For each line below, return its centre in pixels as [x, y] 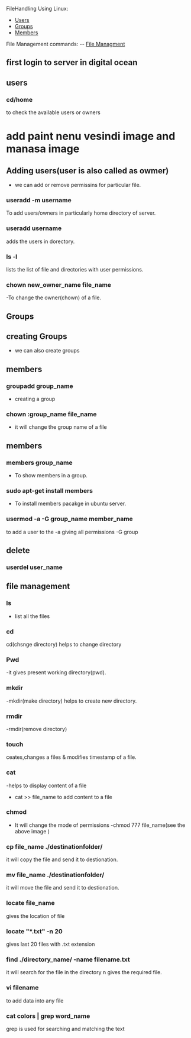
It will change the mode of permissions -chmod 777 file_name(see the [100, 825]
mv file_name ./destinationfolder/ [55, 875]
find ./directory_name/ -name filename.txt [68, 959]
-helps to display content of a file [46, 785]
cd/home [20, 99]
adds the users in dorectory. [41, 241]
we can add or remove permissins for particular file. [78, 185]
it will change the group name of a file [61, 427]
